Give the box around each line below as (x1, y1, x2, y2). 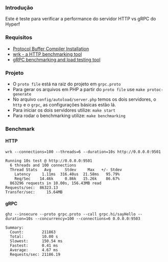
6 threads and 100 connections (10, 163, 77, 168)
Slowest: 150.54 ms (10, 238, 63, 244)
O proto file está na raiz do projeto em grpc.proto (12, 81, 121, 87)
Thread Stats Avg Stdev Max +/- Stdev (10, 167, 123, 172)
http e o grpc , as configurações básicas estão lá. (12, 101, 116, 107)
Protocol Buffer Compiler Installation (12, 46, 89, 52)
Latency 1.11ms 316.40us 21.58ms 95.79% (14, 172, 120, 177)
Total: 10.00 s (10, 234, 58, 239)
